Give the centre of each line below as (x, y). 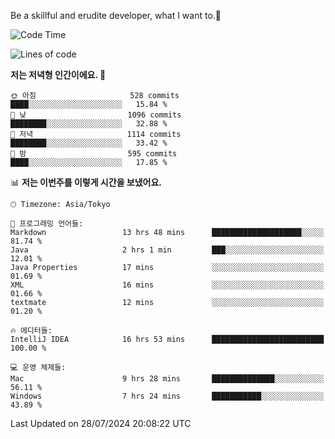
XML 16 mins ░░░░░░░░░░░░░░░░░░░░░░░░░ (167, 285)
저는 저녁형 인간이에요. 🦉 (58, 74)
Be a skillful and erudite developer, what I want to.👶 (116, 15)
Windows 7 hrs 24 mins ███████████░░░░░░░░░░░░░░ (167, 396)
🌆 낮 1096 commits (96, 115)
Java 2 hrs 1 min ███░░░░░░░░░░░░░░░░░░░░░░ (167, 250)
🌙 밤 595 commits (94, 154)
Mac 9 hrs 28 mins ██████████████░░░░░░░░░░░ (167, 379)
